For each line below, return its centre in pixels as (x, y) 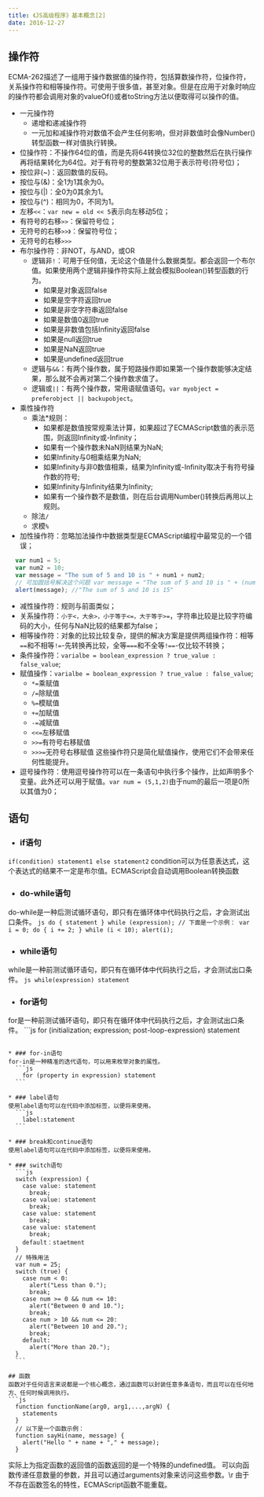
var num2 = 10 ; (40, 568)
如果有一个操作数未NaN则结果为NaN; (103, 447)
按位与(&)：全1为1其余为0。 (64, 182)
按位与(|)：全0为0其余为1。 (64, 192)
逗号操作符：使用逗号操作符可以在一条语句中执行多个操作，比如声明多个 (136, 771)
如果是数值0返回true (76, 320)
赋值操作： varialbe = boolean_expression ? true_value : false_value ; (136, 673)
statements (40, 1414)
